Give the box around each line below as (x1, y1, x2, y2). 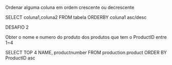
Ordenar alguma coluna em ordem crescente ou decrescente (5, 5, 135, 10)
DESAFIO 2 (5, 24, 29, 30)
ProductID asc (5, 55, 35, 61)
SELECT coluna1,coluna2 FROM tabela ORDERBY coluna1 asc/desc (5, 14, 147, 20)
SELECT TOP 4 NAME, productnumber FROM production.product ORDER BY (5, 50, 167, 55)
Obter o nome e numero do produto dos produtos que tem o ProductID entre (5, 34, 167, 40)
